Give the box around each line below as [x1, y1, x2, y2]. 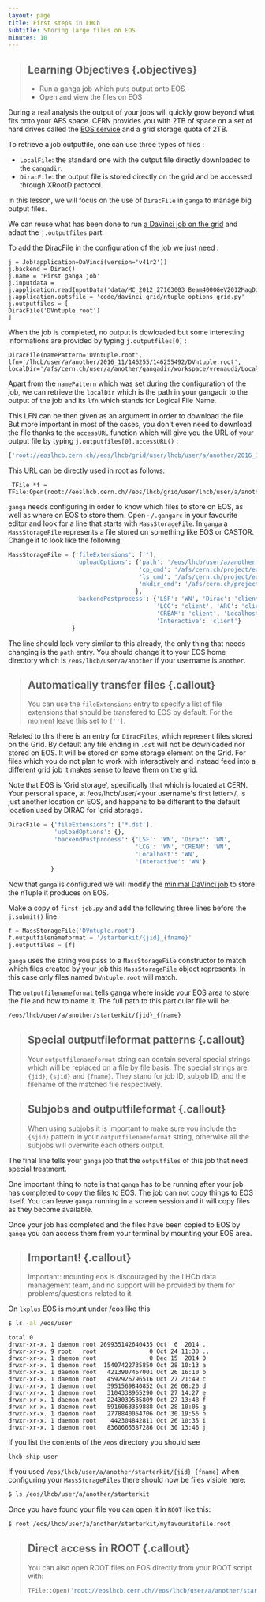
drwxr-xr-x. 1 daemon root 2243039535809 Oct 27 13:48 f [8, 1396, 207, 1404]
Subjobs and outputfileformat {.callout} [27, 1102, 226, 1116]
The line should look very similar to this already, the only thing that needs [8, 638, 246, 648]
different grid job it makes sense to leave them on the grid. [8, 765, 199, 775]
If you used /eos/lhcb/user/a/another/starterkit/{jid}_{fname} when [8, 1467, 240, 1476]
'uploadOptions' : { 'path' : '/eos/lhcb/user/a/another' [75, 558, 259, 566]
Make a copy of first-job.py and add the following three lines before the [8, 903, 247, 912]
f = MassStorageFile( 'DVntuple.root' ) [8, 927, 136, 935]
